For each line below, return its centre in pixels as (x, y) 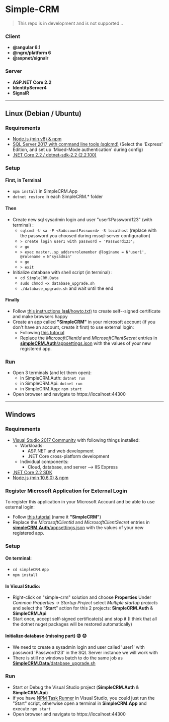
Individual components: (44, 461)
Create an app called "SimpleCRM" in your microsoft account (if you (84, 322)
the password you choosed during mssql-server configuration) (85, 235)
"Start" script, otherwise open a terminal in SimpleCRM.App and (79, 703)
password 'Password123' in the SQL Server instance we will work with (85, 652)
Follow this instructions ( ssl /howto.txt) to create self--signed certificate (87, 311)
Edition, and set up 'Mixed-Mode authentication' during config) (78, 149)
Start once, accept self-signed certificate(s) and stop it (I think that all (85, 619)
